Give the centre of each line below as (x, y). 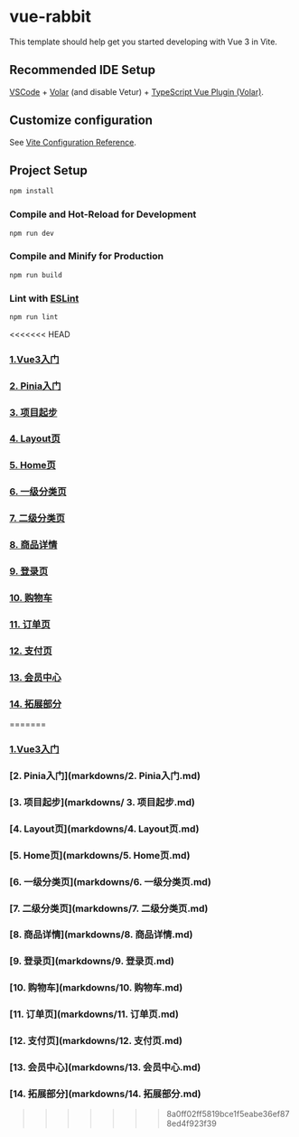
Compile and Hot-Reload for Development (103, 214)
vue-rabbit (51, 17)
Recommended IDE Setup (83, 70)
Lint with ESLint (44, 298)
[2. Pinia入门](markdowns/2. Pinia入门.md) (105, 775)
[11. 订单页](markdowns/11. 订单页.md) (94, 1014)
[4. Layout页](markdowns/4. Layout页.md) (105, 829)
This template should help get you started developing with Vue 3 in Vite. (144, 42)
